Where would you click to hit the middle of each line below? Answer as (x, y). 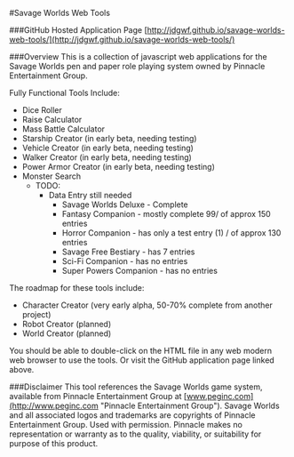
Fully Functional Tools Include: (64, 93)
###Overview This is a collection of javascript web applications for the (139, 56)
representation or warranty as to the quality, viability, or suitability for (135, 434)
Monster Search (52, 176)
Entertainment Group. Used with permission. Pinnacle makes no (126, 425)
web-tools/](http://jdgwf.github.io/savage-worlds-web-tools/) (122, 40)
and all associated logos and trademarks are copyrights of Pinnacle (132, 415)
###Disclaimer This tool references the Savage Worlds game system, (136, 387)
